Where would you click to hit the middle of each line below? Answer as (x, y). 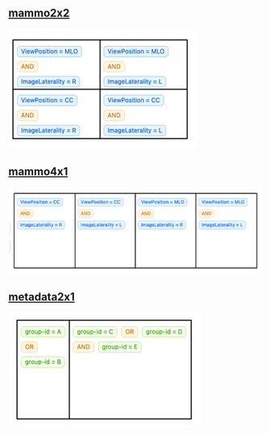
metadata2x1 (41, 297)
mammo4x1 (38, 172)
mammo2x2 (39, 13)
